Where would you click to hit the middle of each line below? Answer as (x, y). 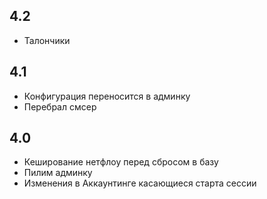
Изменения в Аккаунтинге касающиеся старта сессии (140, 183)
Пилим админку (58, 173)
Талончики (47, 40)
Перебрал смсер (60, 106)
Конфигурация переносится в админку (107, 96)
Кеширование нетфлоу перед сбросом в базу (121, 162)
